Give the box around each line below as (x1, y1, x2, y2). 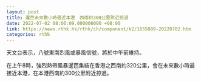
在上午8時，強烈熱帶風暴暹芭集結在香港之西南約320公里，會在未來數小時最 (6, 62, 196, 69)
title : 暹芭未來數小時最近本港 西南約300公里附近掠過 (6, 15, 129, 21)
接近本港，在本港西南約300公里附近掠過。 (6, 69, 112, 77)
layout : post (6, 9, 39, 15)
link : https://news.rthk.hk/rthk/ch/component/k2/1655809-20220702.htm (6, 26, 191, 32)
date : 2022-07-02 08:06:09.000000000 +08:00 (6, 20, 121, 26)
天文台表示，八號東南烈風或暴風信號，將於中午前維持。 (6, 49, 145, 56)
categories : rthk (6, 32, 50, 38)
